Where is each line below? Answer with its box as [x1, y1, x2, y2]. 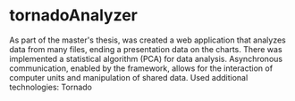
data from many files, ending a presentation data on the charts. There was [9, 43, 283, 54]
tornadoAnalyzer [9, 5, 139, 26]
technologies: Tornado [9, 82, 92, 92]
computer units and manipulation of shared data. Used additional [9, 72, 249, 82]
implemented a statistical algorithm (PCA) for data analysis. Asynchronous [9, 53, 283, 64]
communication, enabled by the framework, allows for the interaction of [9, 63, 274, 74]
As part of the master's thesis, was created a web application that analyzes [9, 35, 286, 45]
